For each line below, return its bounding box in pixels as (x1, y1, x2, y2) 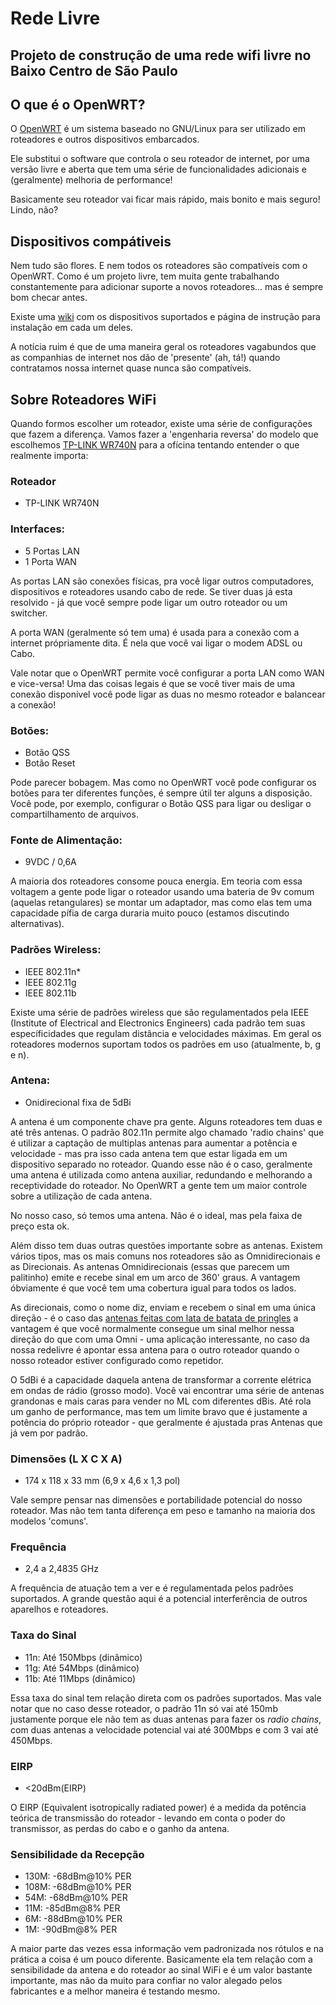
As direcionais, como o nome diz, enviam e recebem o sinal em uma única (10, 1301, 316, 1313)
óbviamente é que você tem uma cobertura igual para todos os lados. (10, 1282, 297, 1294)
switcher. (10, 607, 48, 619)
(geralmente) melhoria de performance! (10, 174, 173, 186)
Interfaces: (10, 522, 66, 536)
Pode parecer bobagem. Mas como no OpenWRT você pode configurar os (10, 776, 317, 788)
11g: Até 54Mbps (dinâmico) (24, 1662, 140, 1674)
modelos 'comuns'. (10, 1515, 89, 1527)
